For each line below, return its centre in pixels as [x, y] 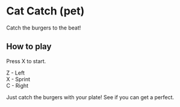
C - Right [17, 85]
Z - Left [16, 73]
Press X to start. [26, 61]
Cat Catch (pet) [45, 11]
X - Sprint [18, 79]
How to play [29, 47]
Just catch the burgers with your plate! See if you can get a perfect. [90, 97]
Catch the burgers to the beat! [44, 28]
